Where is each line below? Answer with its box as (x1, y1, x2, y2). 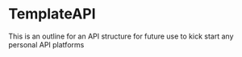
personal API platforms (8, 39, 85, 49)
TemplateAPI (8, 5, 96, 23)
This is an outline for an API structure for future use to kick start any (8, 31, 234, 41)
